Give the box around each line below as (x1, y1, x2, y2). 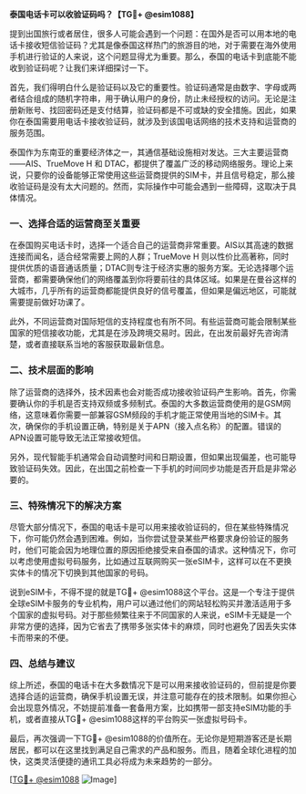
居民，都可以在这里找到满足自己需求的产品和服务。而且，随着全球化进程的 (9, 745, 289, 756)
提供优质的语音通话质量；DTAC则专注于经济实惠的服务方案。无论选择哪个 (9, 263, 286, 273)
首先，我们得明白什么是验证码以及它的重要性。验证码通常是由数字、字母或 (9, 82, 289, 92)
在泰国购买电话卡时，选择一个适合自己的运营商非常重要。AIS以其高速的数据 (9, 240, 294, 251)
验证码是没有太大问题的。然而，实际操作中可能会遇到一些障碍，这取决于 (16, 181, 289, 191)
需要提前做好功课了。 (9, 296, 89, 308)
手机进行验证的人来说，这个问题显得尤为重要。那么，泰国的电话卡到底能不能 (9, 51, 297, 62)
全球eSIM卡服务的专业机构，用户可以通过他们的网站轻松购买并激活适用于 (9, 597, 284, 609)
